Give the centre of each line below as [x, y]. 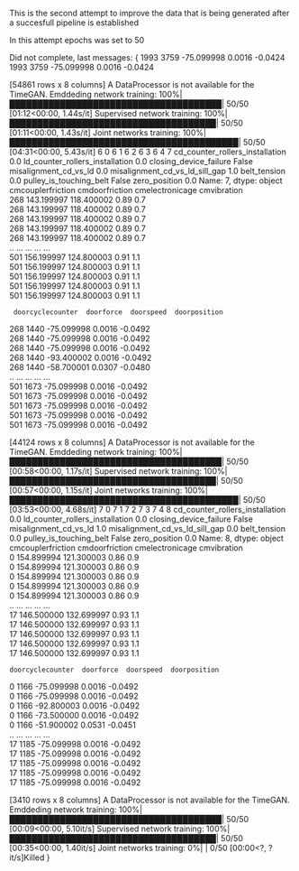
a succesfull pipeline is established [74, 23]
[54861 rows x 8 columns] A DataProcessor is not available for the [132, 84]
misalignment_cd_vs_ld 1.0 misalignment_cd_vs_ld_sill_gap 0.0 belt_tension [148, 528]
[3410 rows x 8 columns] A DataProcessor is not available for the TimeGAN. [149, 800]
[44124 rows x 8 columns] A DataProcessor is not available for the [132, 442]
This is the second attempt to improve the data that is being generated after [149, 13]
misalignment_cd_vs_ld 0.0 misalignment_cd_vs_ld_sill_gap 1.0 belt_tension [148, 171]
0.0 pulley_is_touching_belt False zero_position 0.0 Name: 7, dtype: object [146, 181]
